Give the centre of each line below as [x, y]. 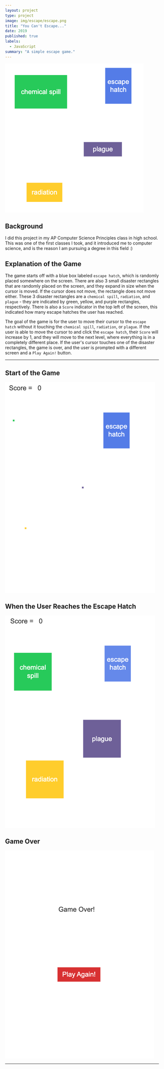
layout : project [21, 10]
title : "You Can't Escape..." [36, 26]
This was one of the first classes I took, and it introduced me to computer [79, 243]
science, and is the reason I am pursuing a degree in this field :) [69, 249]
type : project [20, 15]
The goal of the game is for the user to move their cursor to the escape [76, 322]
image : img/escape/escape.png [36, 21]
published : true [21, 36]
